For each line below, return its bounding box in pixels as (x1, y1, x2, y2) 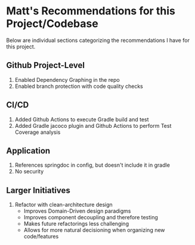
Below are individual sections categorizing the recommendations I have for (6, 36, 190, 44)
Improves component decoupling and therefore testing (23, 214, 158, 221)
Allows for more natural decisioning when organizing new (23, 226, 165, 234)
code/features (23, 233, 59, 240)
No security (14, 168, 44, 175)
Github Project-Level (6, 60, 85, 71)
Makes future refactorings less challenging (23, 220, 129, 228)
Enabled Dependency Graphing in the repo (14, 76, 120, 83)
